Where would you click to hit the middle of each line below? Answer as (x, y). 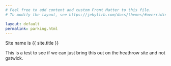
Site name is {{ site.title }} (32, 43)
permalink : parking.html (32, 28)
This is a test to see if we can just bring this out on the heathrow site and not (85, 53)
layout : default (22, 24)
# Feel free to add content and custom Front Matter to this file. (78, 10)
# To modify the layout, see (36, 15)
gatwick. (14, 58)
